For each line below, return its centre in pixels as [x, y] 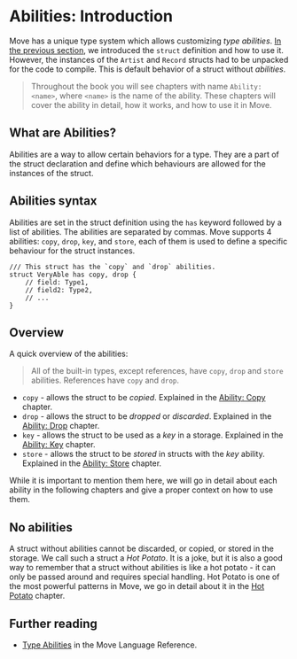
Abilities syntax [53, 201]
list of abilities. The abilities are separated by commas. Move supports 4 [141, 231]
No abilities [41, 527]
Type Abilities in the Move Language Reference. [109, 645]
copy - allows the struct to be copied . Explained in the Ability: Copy [144, 398]
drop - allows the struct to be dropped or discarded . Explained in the [147, 416]
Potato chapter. [37, 596]
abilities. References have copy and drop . [105, 380]
